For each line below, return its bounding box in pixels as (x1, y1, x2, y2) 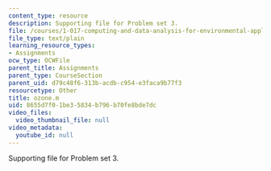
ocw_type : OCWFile (8, 57, 70, 65)
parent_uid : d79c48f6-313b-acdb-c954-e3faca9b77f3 (8, 79, 182, 87)
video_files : (8, 109, 52, 117)
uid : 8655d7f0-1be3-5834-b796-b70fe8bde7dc (8, 101, 157, 109)
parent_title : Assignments (8, 64, 99, 72)
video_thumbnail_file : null (15, 116, 110, 124)
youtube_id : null (15, 131, 74, 139)
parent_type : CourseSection (8, 71, 103, 79)
